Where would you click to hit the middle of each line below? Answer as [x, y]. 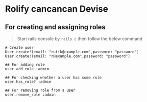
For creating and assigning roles [55, 27]
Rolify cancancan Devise [57, 9]
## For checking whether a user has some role [53, 78]
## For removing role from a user [40, 90]
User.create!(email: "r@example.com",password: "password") [68, 56]
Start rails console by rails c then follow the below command [80, 39]
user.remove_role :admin [30, 95]
